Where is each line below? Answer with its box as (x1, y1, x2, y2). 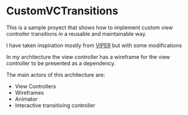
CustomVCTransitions (6, 4, 119, 18)
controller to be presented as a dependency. (6, 60, 116, 67)
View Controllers (14, 82, 56, 90)
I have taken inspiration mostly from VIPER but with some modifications (6, 42, 183, 49)
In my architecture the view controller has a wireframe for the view (6, 53, 171, 60)
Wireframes (14, 89, 44, 96)
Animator (14, 95, 38, 102)
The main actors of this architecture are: (6, 71, 105, 78)
